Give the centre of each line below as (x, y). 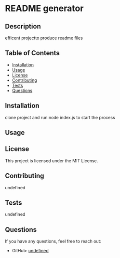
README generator (44, 8)
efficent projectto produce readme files (44, 38)
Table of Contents (33, 53)
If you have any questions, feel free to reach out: (53, 241)
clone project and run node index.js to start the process (60, 117)
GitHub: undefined (30, 251)
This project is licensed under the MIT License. (52, 161)
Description (23, 26)
